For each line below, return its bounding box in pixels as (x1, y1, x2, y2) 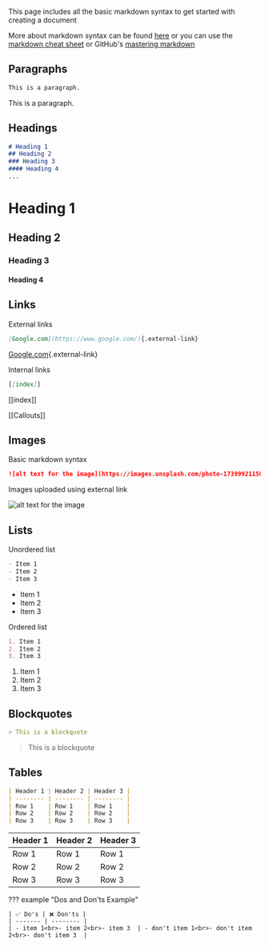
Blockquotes (8, 707, 73, 720)
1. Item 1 (8, 637, 42, 645)
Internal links (8, 364, 50, 375)
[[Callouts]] (8, 410, 46, 419)
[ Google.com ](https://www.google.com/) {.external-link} (8, 335, 199, 343)
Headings (8, 122, 58, 135)
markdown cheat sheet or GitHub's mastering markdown (8, 39, 195, 49)
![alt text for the (8, 470, 74, 479)
